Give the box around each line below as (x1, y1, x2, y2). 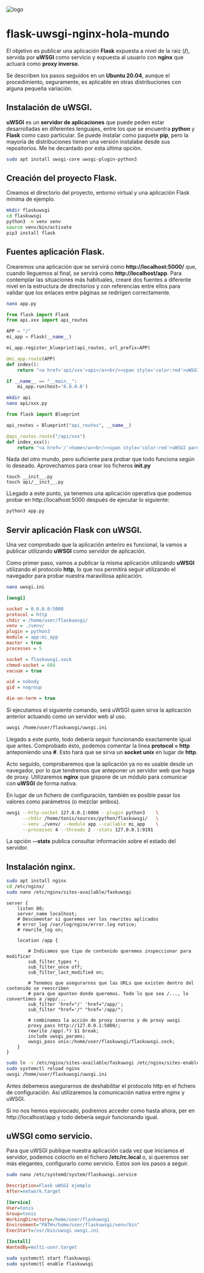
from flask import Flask (6, 311, 69, 317)
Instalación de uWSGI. (6, 102, 92, 113)
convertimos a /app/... (6, 996, 67, 1002)
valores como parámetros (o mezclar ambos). (6, 797, 120, 805)
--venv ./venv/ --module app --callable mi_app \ (22, 821, 159, 827)
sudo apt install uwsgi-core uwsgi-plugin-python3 (6, 156, 137, 162)
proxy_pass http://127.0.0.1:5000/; (28, 1022, 121, 1028)
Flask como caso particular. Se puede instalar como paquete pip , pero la (6, 131, 189, 139)
